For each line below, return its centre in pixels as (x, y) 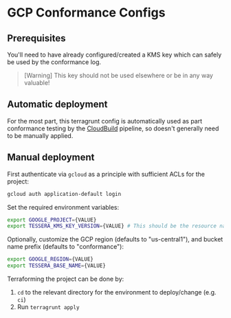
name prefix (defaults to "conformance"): (65, 247)
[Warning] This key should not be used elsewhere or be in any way (118, 75)
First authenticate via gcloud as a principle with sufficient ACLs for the (106, 174)
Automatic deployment (57, 105)
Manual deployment (51, 158)
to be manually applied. (40, 135)
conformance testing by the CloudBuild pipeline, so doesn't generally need (113, 128)
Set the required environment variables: (63, 207)
